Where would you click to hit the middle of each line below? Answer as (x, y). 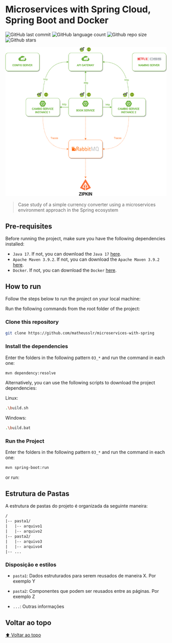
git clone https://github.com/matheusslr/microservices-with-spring (80, 333)
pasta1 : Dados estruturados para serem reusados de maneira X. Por (84, 576)
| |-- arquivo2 (24, 531)
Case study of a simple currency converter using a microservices (87, 205)
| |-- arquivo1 (24, 526)
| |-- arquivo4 (24, 547)
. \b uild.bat (18, 428)
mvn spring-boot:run (27, 468)
